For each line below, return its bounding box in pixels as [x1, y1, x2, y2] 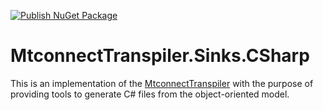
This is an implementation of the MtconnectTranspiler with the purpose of [10, 77, 314, 89]
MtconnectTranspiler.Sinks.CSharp [10, 45, 310, 67]
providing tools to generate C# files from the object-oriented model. [10, 88, 290, 100]
